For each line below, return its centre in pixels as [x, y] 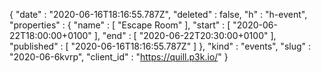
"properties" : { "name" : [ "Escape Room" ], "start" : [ [120, 25]
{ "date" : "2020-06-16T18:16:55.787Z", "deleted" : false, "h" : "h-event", [158, 14]
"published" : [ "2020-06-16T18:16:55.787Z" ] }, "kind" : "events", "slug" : [160, 46]
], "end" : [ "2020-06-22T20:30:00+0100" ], [185, 35]
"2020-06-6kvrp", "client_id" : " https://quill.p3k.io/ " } [119, 57]
